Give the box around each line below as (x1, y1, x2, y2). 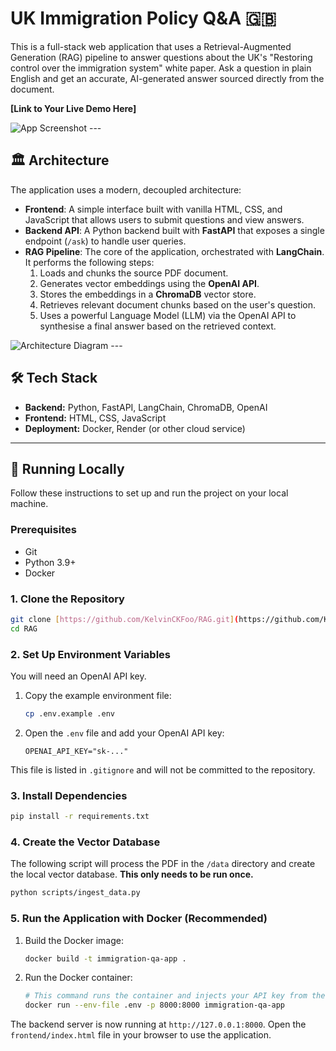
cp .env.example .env (24, 709, 115, 719)
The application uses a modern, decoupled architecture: (10, 183, 242, 196)
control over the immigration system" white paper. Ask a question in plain (10, 62, 312, 74)
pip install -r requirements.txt (10, 812, 150, 822)
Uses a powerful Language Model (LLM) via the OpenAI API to (39, 309, 297, 321)
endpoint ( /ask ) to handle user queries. (24, 235, 187, 247)
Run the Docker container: (24, 972, 133, 984)
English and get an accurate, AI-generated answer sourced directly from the (10, 72, 325, 84)
